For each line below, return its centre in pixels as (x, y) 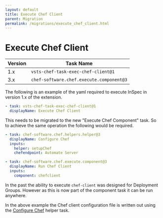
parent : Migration (24, 19)
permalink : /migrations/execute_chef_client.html (57, 23)
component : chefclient (37, 176)
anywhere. (16, 195)
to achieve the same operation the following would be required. (69, 125)
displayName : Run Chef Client (41, 166)
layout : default (22, 10)
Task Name (79, 64)
